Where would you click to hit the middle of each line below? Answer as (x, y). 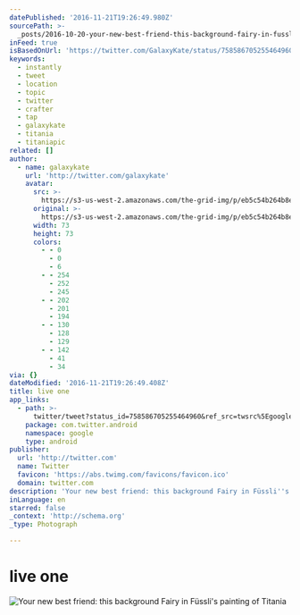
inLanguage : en (37, 500)
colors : (47, 242)
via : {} (24, 375)
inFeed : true (33, 42)
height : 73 (53, 233)
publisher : (29, 450)
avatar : (39, 184)
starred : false (37, 508)
